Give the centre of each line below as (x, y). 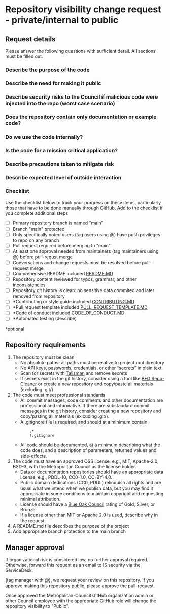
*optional (15, 329)
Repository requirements (46, 345)
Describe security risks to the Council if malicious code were (82, 96)
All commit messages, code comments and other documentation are (92, 400)
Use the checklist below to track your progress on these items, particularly (83, 202)
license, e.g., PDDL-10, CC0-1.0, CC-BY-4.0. (66, 477)
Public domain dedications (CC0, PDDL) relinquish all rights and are (91, 483)
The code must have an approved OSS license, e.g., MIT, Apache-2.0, (86, 461)
